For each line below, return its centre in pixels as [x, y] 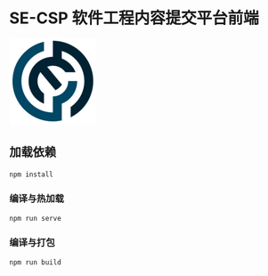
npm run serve [36, 219]
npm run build [36, 263]
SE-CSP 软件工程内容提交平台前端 [134, 18]
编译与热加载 [37, 199]
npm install [31, 175]
